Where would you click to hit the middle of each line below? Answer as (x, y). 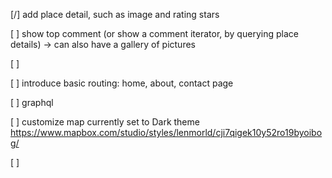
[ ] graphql (32, 102)
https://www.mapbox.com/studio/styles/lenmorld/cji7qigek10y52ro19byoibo (166, 132)
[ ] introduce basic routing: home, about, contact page (122, 83)
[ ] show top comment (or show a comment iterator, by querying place (154, 33)
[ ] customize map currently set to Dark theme (105, 122)
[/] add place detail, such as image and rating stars (115, 14)
